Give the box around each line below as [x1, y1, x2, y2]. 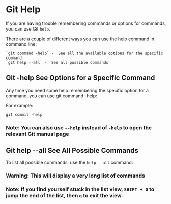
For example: [6, 102, 34, 108]
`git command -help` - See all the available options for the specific [6, 51, 163, 56]
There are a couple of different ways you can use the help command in [6, 36, 155, 42]
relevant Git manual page [6, 130, 69, 137]
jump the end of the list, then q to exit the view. [6, 192, 123, 199]
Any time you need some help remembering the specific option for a [6, 87, 149, 93]
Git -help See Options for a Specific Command [6, 74, 155, 82]
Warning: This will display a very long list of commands [6, 172, 146, 179]
